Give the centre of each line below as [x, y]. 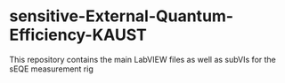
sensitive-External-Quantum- [122, 16]
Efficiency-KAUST [78, 35]
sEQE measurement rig [51, 69]
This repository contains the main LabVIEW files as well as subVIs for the [142, 59]
